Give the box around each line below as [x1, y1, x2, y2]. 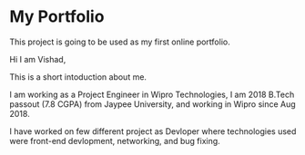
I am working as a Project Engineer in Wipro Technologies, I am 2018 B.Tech [9, 89, 295, 100]
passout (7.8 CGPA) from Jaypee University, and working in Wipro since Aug [9, 98, 296, 110]
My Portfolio [9, 6, 105, 27]
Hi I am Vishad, [9, 53, 66, 64]
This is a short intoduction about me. [9, 71, 147, 82]
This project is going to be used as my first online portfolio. [9, 36, 230, 47]
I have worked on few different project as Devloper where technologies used [9, 125, 297, 137]
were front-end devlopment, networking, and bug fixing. [9, 135, 220, 146]
